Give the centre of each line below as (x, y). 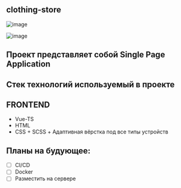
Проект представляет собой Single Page (86, 55)
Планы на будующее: (49, 151)
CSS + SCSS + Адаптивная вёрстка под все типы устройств (92, 132)
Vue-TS (24, 119)
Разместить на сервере (45, 178)
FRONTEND (28, 104)
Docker (24, 172)
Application (28, 64)
